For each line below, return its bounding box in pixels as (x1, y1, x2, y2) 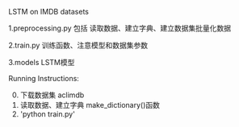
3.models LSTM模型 (8, 58, 75, 67)
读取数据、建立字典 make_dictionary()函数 (19, 100, 160, 109)
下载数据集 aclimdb (19, 90, 85, 100)
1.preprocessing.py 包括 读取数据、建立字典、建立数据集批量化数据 (8, 23, 232, 33)
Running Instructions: (8, 74, 79, 83)
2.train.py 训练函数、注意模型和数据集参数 (8, 40, 149, 50)
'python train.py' (19, 109, 75, 119)
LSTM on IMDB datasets (8, 7, 89, 16)
